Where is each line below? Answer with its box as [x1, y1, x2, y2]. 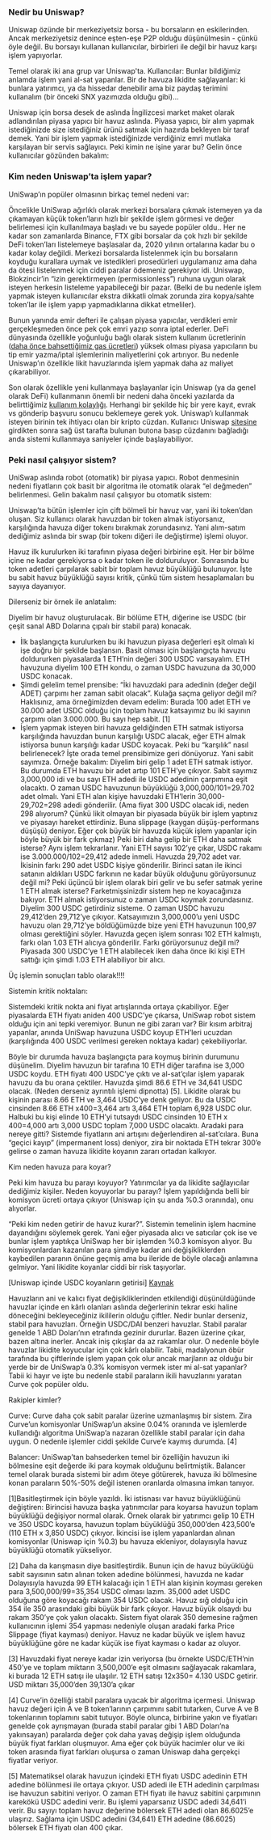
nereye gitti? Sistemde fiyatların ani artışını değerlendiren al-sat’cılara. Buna [8, 1129, 259, 1139]
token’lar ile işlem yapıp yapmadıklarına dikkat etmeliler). [8, 299, 196, 309]
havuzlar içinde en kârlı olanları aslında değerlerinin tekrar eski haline [8, 1301, 238, 1312]
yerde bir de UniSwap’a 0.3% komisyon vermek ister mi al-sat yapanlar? [8, 1362, 248, 1372]
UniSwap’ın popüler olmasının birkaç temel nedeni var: [8, 189, 190, 199]
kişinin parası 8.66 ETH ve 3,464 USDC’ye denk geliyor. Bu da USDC [8, 1094, 236, 1104]
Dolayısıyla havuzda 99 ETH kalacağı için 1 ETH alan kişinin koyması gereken [8, 1578, 263, 1588]
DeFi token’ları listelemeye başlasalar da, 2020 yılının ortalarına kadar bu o [8, 239, 256, 249]
